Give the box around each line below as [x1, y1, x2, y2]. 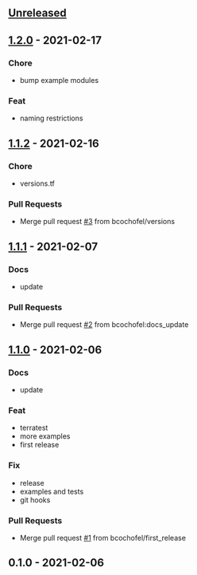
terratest [19, 423, 48, 433]
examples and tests [19, 486, 84, 496]
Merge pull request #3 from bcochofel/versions [19, 217, 176, 226]
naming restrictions [19, 113, 83, 123]
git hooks [19, 494, 51, 505]
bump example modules [19, 76, 99, 85]
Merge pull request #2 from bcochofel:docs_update [19, 320, 189, 329]
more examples [19, 431, 71, 441]
